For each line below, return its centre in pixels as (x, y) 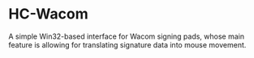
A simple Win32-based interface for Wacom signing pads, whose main (127, 36)
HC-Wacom (48, 14)
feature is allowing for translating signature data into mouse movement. (127, 44)
